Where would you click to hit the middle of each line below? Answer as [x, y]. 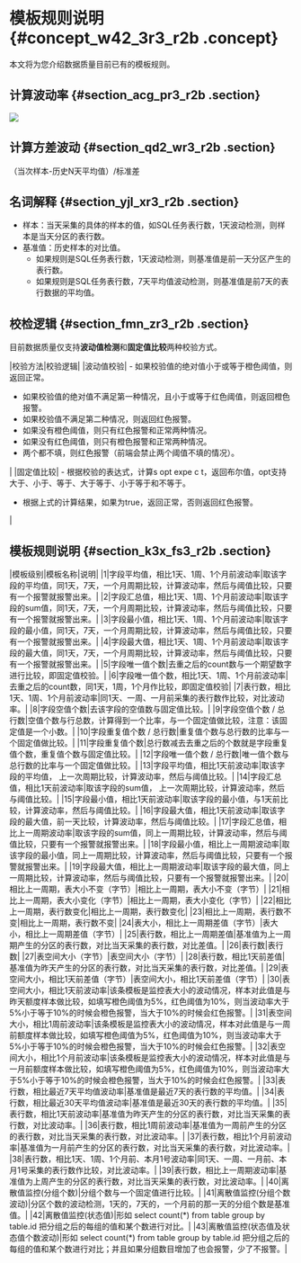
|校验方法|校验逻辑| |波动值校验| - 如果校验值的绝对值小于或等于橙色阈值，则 [151, 366]
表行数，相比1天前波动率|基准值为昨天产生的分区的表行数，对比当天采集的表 [150, 1114]
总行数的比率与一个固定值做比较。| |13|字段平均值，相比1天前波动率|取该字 [147, 765]
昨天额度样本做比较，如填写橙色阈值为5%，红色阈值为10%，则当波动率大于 [150, 1001]
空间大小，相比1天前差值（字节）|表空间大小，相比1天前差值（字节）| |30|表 [150, 979]
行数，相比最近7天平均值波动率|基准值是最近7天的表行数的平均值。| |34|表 [147, 1091]
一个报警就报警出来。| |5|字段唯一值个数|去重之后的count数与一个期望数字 [154, 664]
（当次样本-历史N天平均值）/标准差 [75, 171]
